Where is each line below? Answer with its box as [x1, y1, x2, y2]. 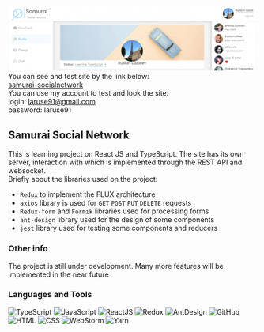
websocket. [8, 166, 46, 175]
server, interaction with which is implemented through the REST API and [8, 157, 243, 168]
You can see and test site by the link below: [8, 72, 149, 81]
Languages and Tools [8, 289, 92, 300]
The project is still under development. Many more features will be [8, 261, 224, 270]
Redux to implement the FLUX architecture [19, 190, 156, 199]
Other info [8, 243, 48, 255]
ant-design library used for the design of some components [19, 215, 215, 224]
